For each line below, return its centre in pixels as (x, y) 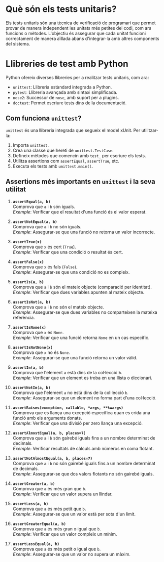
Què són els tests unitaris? (61, 9)
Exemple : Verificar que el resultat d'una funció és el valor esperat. (80, 212)
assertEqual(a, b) (32, 202)
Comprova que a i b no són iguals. (47, 226)
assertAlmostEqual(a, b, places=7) (49, 433)
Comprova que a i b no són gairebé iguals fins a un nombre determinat (84, 463)
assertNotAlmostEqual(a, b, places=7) (52, 458)
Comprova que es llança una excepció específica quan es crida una (82, 412)
